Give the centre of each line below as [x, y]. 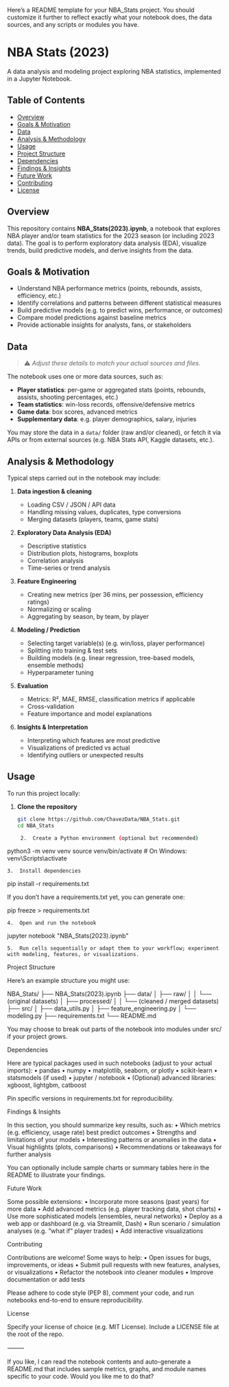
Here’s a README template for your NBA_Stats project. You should [101, 10]
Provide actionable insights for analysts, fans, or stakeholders [104, 325]
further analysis [29, 1154]
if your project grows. [37, 1037]
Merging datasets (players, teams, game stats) [93, 519]
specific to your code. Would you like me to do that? [81, 1377]
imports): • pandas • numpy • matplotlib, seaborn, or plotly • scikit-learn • [112, 1070]
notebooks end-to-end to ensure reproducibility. [75, 1300]
